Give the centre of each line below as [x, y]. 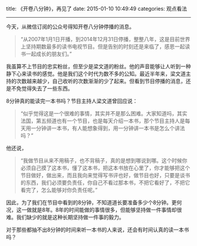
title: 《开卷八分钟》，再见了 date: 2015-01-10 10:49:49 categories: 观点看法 [97, 9]
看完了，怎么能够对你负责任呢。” [59, 190]
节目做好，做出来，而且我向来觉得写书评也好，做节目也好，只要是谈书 [105, 175]
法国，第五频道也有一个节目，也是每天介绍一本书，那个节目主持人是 [103, 121]
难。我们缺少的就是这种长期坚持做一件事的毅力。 [65, 217]
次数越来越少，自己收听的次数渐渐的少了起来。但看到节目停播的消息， [101, 81]
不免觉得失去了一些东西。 [42, 88]
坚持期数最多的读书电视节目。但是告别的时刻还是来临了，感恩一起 [105, 46]
